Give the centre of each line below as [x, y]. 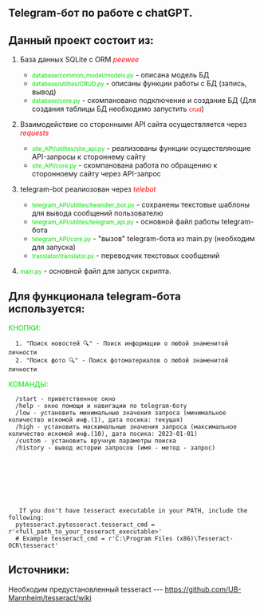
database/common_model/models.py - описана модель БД [120, 75]
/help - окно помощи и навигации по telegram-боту [101, 406]
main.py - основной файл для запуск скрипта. [95, 271]
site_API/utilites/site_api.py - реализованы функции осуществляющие [141, 149]
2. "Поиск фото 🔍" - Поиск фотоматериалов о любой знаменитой [122, 361]
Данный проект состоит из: [81, 40]
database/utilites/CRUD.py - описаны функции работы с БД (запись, [139, 84]
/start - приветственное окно [65, 399]
